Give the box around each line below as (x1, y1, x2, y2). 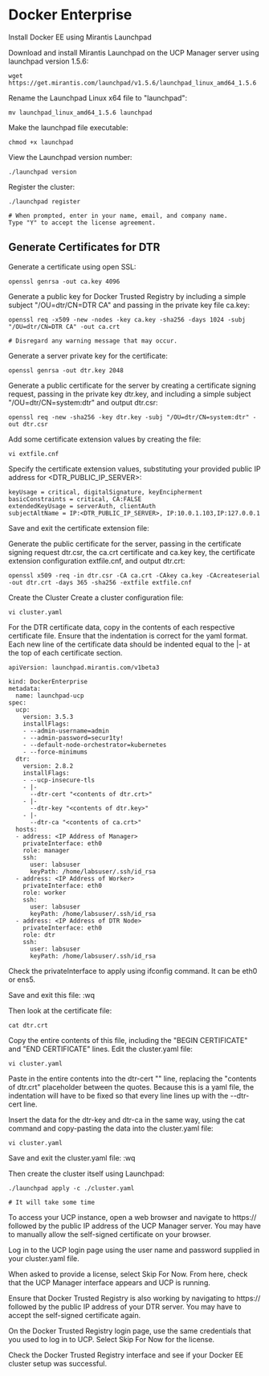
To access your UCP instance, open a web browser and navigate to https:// (8, 1212, 257, 1222)
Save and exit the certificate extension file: (8, 523, 150, 532)
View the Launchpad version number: (8, 152, 132, 162)
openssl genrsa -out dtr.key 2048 (8, 366, 124, 375)
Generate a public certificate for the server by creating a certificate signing (8, 380, 257, 390)
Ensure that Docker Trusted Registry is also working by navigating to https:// (8, 1293, 261, 1303)
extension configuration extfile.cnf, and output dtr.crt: (8, 556, 185, 565)
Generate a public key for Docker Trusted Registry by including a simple (8, 291, 247, 301)
